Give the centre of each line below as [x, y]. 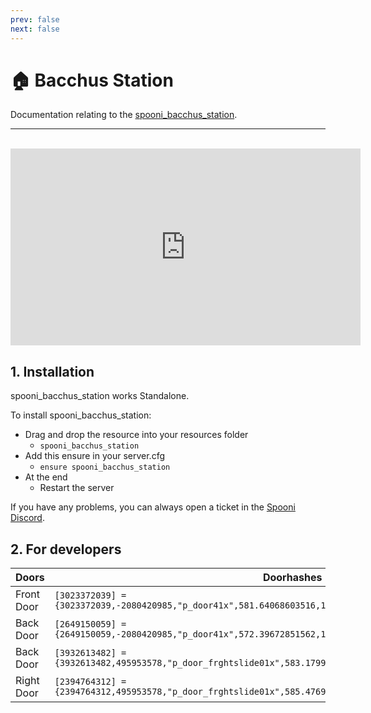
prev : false [35, 19]
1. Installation [52, 371]
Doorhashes [292, 578]
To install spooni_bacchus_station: [81, 415]
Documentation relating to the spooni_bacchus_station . [124, 115]
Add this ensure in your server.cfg [95, 456]
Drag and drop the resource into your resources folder [136, 435]
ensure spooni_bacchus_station [105, 467]
